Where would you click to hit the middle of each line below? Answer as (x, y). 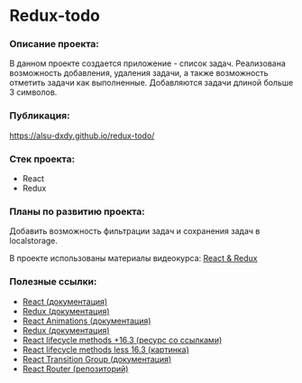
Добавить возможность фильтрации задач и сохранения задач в (135, 231)
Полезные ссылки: (53, 282)
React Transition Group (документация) (97, 359)
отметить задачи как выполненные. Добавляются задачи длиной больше (151, 83)
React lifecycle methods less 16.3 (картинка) (105, 350)
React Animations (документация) (87, 321)
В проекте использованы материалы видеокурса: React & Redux (133, 258)
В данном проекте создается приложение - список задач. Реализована (148, 63)
